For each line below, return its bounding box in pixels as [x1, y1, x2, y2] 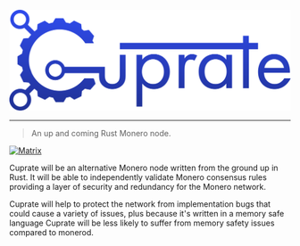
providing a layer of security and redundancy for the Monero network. [9, 181, 266, 192]
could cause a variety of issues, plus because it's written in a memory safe [9, 208, 285, 218]
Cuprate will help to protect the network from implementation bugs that [9, 198, 271, 209]
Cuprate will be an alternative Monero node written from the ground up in [9, 162, 279, 173]
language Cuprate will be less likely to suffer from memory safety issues [9, 217, 275, 228]
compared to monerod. [9, 226, 94, 237]
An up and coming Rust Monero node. [30, 127, 171, 138]
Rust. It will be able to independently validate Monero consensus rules [9, 171, 268, 183]
